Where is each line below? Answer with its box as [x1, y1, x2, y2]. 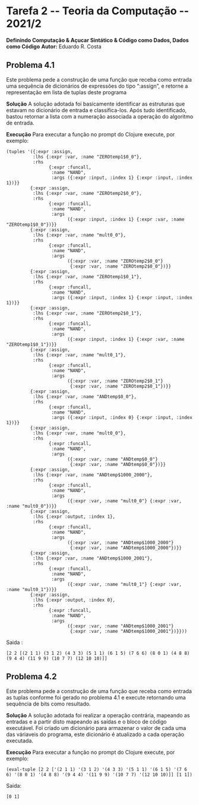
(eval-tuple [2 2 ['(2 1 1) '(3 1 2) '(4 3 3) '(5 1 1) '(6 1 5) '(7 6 [6, 766, 187, 772]
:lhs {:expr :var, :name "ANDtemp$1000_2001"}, [32, 555, 153, 561]
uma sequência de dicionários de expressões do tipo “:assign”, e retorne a [6, 82, 188, 89]
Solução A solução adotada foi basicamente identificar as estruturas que [6, 100, 185, 107]
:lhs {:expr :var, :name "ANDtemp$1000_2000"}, [32, 472, 153, 478]
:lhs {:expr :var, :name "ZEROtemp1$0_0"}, [32, 154, 143, 160]
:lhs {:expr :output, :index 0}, [32, 597, 116, 603]
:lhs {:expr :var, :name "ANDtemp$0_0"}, [32, 393, 137, 400]
